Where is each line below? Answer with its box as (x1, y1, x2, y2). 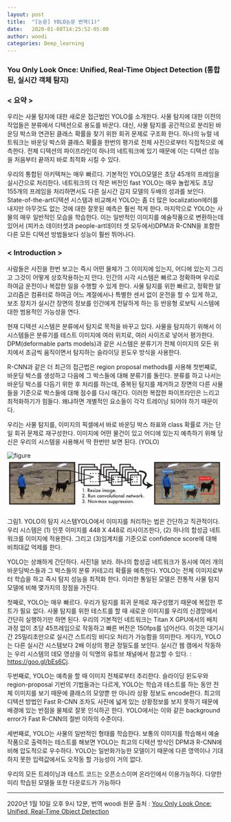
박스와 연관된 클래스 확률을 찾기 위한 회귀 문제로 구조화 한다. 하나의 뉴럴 (19, 129, 212, 138)
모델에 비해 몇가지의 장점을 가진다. (7, 584, 99, 591)
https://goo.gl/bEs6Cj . (7, 657, 70, 666)
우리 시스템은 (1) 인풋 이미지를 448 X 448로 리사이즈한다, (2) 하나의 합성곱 (7, 526, 208, 534)
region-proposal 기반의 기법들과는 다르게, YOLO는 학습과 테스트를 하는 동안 (7, 680, 212, 688)
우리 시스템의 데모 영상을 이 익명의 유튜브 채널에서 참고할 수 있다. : (14, 650, 192, 657)
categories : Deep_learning (7, 40, 85, 48)
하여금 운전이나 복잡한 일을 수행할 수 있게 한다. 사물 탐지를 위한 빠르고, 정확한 (7, 282, 214, 290)
